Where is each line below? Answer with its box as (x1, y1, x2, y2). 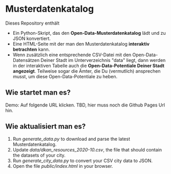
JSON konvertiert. (12, 35, 51, 41)
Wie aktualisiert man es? (5, 122, 86, 131)
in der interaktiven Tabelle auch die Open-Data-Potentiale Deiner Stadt (12, 62, 165, 69)
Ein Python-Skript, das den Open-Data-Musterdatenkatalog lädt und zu (12, 30, 166, 36)
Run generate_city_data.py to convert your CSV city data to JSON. (12, 157, 153, 164)
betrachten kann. (12, 46, 50, 52)
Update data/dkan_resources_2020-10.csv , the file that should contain (12, 146, 162, 153)
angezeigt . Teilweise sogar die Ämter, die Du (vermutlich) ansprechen (12, 68, 161, 74)
